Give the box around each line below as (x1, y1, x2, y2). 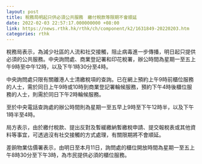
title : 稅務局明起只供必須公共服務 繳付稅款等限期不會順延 (6, 14, 137, 20)
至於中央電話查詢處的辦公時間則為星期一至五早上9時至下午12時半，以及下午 (6, 104, 194, 111)
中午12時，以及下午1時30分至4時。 (25, 63, 112, 71)
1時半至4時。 (6, 111, 38, 119)
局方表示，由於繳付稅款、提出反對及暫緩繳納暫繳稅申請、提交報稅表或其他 (6, 124, 191, 131)
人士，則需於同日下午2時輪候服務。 (16, 91, 105, 98)
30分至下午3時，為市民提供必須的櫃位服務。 (20, 151, 130, 159)
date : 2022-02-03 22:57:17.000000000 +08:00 (6, 20, 120, 26)
